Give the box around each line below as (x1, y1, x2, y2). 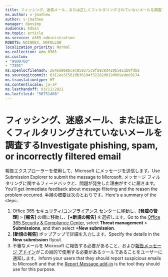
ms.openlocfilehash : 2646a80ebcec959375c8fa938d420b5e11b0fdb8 (5, 68, 140, 73)
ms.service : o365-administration (5, 36, 75, 41)
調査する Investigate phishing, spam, (5, 140, 158, 151)
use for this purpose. (12, 266, 56, 272)
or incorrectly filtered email (5, 151, 121, 162)
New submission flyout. (12, 237, 62, 243)
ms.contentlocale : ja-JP (5, 82, 57, 87)
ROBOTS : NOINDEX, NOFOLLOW (5, 40, 61, 45)
